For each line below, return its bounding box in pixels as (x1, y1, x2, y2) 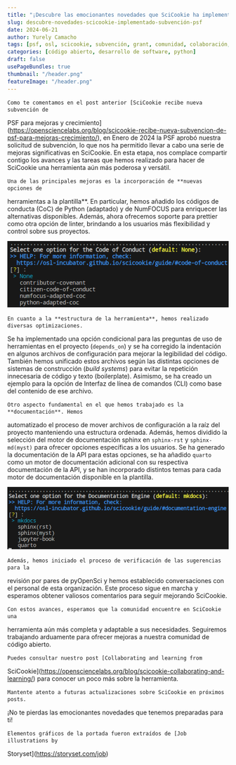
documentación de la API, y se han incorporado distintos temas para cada (7, 465, 221, 473)
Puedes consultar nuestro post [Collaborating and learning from (7, 654, 202, 662)
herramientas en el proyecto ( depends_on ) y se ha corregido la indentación (7, 341, 221, 351)
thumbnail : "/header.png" (7, 70, 83, 77)
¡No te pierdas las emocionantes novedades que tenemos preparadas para (7, 708, 223, 717)
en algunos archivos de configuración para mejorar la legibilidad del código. (7, 349, 228, 358)
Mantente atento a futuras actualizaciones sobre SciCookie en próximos (7, 688, 225, 695)
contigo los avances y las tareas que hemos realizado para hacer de (7, 155, 205, 164)
